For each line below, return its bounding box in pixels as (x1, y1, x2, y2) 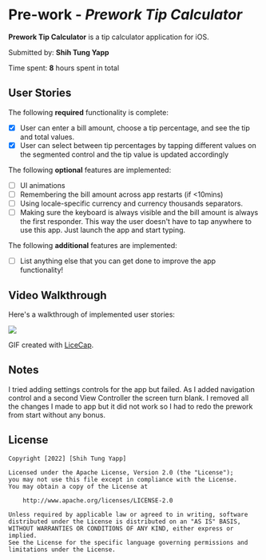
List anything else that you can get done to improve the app (19, 256, 216, 266)
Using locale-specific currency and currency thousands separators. (19, 198, 244, 208)
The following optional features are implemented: (8, 165, 172, 174)
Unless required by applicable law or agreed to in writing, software (8, 510, 248, 518)
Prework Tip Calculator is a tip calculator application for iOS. (8, 32, 209, 42)
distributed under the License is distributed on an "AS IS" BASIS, (8, 518, 241, 526)
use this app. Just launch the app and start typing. (19, 226, 186, 235)
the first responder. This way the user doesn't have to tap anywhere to (19, 217, 252, 226)
